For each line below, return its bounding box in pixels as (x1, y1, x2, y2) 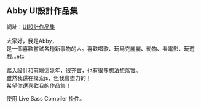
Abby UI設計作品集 (6, 5, 78, 16)
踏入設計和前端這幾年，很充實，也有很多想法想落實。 (6, 67, 141, 74)
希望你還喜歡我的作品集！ (6, 82, 71, 89)
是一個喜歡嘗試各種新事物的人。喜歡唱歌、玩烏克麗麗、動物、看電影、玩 (6, 45, 189, 52)
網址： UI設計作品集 (6, 23, 55, 31)
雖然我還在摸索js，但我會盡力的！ (6, 74, 92, 81)
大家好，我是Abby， (6, 37, 58, 45)
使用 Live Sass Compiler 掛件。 (6, 95, 85, 102)
